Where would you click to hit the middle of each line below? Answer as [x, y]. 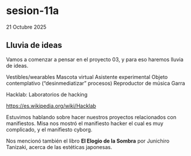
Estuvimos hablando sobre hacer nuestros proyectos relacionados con [91, 117]
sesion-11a [33, 11]
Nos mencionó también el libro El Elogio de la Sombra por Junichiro [88, 141]
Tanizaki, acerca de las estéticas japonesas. [59, 147]
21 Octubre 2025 [26, 27]
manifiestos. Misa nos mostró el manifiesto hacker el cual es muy [85, 123]
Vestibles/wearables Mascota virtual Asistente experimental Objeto [87, 77]
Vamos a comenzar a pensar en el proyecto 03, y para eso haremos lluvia [95, 59]
